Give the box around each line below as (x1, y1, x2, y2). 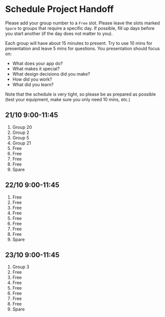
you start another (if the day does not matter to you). (5, 30, 113, 36)
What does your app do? (12, 60, 63, 66)
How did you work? (12, 76, 52, 82)
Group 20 (12, 124, 32, 130)
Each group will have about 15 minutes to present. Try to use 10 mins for (5, 40, 153, 46)
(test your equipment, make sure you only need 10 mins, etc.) (5, 96, 131, 103)
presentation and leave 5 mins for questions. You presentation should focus (5, 45, 160, 51)
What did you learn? (12, 81, 54, 88)
